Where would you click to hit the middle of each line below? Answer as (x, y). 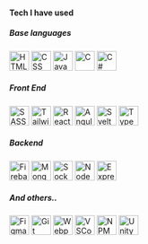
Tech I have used (42, 13)
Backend (26, 143)
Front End (28, 88)
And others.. (33, 198)
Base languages (40, 33)
